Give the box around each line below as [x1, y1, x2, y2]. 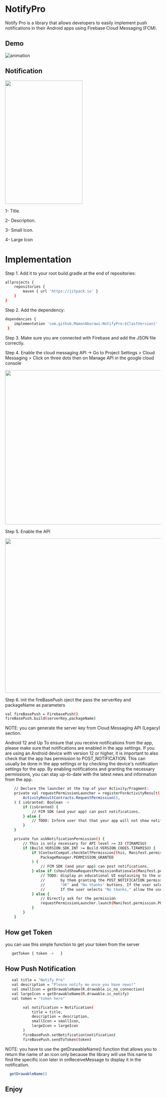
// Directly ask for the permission [40, 896, 116, 901]
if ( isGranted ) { [23, 804, 58, 809]
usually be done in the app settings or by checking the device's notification [5, 761, 158, 767]
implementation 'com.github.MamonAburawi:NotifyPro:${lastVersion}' [14, 321, 158, 326]
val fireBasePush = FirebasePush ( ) [5, 712, 79, 717]
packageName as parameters [5, 702, 66, 708]
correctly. [5, 340, 25, 346]
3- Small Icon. [5, 227, 34, 233]
